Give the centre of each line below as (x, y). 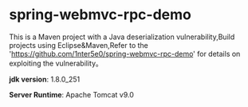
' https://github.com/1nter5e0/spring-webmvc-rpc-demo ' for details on (125, 53)
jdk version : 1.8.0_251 (45, 79)
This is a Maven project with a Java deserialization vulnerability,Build (122, 37)
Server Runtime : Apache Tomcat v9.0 (71, 94)
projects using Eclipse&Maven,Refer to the (79, 45)
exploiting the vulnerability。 (56, 63)
